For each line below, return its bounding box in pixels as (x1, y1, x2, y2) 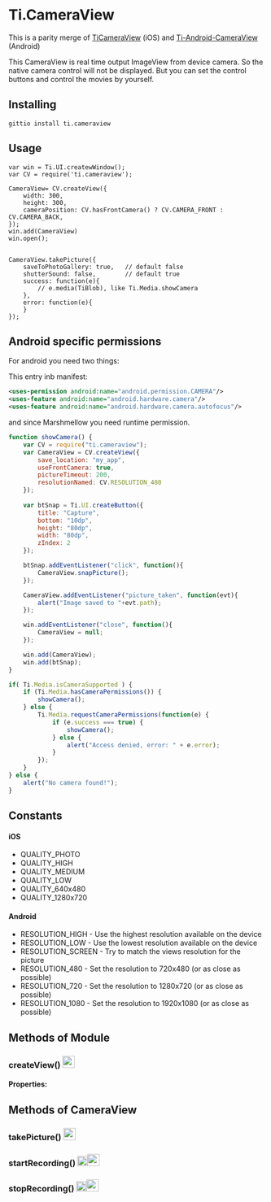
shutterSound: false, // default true (23, 270, 181, 278)
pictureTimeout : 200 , (37, 471, 111, 479)
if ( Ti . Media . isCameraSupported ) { (8, 681, 133, 689)
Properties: (8, 1079, 47, 1089)
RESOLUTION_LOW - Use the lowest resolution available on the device (20, 938, 258, 948)
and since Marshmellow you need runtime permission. (8, 417, 190, 427)
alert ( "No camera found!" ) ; (23, 778, 118, 786)
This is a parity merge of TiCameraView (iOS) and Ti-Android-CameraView (8, 33, 258, 42)
